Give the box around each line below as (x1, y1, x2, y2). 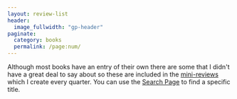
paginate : (7, 30, 37, 37)
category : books (14, 37, 62, 44)
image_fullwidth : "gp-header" (14, 23, 103, 30)
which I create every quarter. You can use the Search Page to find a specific (7, 78, 231, 86)
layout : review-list (7, 10, 69, 18)
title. (7, 86, 21, 93)
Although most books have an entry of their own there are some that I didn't (7, 63, 230, 71)
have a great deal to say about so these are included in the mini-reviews (7, 70, 219, 78)
